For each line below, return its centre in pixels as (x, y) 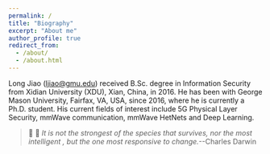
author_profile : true (45, 38)
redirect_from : (34, 46)
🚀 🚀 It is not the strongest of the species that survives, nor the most (140, 132)
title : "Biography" (41, 23)
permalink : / (30, 16)
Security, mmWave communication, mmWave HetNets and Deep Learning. (131, 117)
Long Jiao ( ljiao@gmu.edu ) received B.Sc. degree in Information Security (130, 83)
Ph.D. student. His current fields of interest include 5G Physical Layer (123, 108)
